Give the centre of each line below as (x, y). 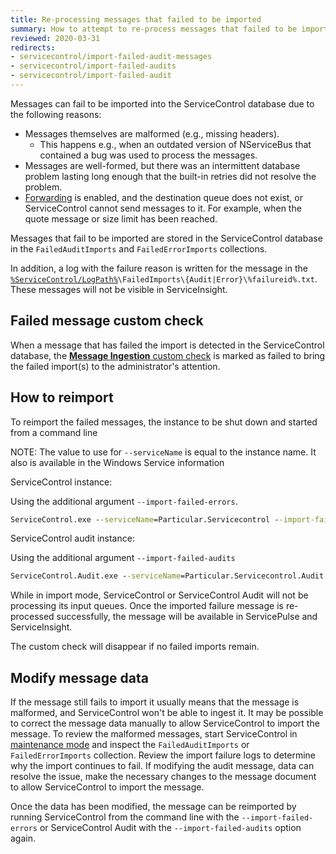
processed (32, 617)
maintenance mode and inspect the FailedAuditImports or (130, 745)
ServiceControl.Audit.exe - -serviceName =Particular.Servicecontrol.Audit (167, 576)
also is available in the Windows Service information (117, 462)
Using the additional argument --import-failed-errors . (124, 501)
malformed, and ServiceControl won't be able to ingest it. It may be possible (167, 713)
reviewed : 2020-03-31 (55, 38)
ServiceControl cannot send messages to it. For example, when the (163, 208)
